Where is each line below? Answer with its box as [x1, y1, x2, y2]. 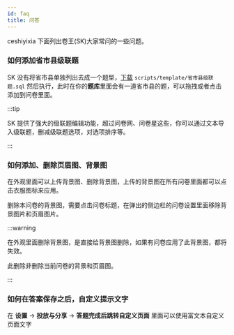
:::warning [7, 224, 36, 232]
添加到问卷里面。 [7, 90, 56, 98]
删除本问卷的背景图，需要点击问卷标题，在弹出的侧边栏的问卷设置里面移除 [7, 201, 221, 209]
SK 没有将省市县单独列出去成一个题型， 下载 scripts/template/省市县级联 [7, 73, 214, 81]
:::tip [7, 104, 20, 112]
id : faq [7, 10, 30, 17]
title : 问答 [7, 17, 40, 24]
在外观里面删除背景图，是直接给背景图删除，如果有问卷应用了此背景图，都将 [7, 238, 227, 246]
